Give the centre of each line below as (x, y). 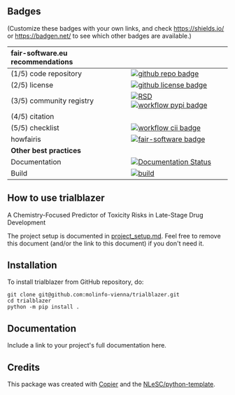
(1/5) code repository (47, 73)
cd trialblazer (29, 301)
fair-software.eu (39, 53)
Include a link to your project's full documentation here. (87, 345)
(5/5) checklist (35, 127)
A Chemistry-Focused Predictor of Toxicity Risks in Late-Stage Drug (105, 215)
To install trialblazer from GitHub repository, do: (76, 282)
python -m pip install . (43, 307)
